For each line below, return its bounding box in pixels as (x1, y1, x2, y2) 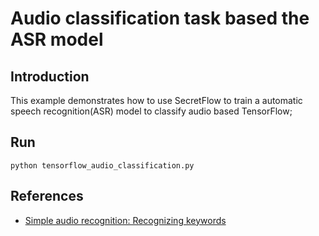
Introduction (10, 68, 90, 85)
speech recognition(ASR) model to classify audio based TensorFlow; (10, 105, 293, 117)
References (10, 188, 84, 205)
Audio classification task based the (10, 7, 310, 30)
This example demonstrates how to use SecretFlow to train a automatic (10, 95, 303, 106)
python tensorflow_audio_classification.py (10, 160, 195, 171)
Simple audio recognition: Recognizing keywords (24, 214, 227, 226)
